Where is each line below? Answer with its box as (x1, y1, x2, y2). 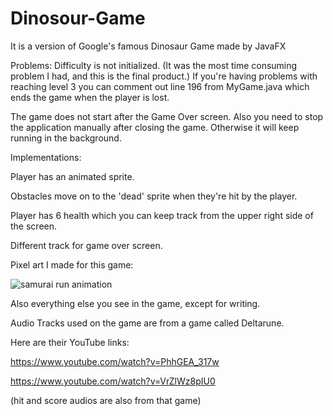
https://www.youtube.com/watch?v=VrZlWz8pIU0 (10, 375, 216, 387)
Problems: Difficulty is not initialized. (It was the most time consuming (10, 59, 298, 71)
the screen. (10, 220, 58, 232)
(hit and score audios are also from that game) (10, 394, 202, 406)
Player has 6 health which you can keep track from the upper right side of (10, 209, 314, 221)
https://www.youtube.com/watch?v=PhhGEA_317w (10, 355, 220, 367)
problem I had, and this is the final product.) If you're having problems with (10, 70, 318, 82)
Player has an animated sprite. (10, 170, 135, 182)
